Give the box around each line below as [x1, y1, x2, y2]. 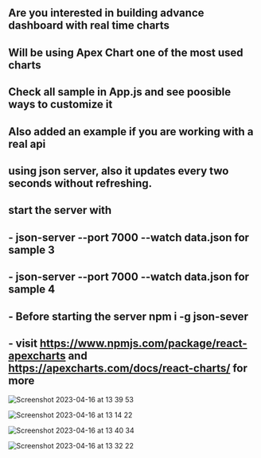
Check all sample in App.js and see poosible [8, 85, 232, 99]
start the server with [8, 204, 112, 217]
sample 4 [8, 282, 56, 297]
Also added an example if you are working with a [8, 125, 254, 138]
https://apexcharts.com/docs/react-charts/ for [8, 361, 248, 375]
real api [8, 137, 46, 150]
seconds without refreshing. [8, 177, 153, 190]
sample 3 [8, 243, 56, 257]
